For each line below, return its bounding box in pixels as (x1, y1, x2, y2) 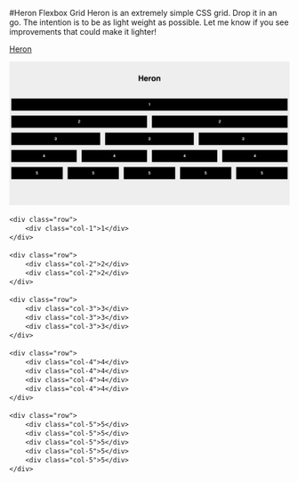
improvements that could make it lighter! (9, 27, 157, 37)
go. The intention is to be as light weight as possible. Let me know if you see (9, 17, 289, 28)
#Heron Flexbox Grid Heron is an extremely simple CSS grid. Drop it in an (9, 8, 278, 18)
